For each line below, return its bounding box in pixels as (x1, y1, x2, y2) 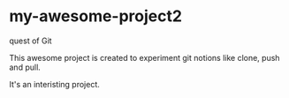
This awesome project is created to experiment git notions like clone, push (9, 52, 280, 63)
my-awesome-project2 (9, 6, 183, 26)
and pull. (9, 62, 42, 72)
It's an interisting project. (9, 79, 100, 89)
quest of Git (9, 35, 52, 46)
